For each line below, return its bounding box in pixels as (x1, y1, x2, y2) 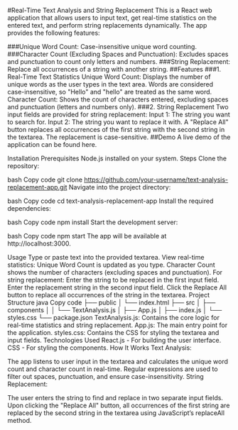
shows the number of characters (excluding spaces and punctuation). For (7, 268, 222, 276)
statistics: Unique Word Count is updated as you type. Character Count (7, 260, 215, 269)
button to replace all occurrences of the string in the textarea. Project (7, 291, 210, 299)
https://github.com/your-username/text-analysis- (84, 175, 229, 184)
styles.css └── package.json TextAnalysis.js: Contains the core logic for (7, 314, 220, 321)
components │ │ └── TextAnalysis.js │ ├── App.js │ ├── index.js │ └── (7, 306, 222, 314)
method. (7, 417, 32, 424)
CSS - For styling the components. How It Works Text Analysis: (7, 343, 192, 352)
